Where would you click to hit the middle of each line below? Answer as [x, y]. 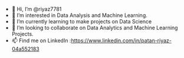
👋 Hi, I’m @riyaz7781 [37, 9]
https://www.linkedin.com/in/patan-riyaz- [121, 40]
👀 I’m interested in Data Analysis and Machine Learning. [79, 15]
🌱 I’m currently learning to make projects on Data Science [82, 21]
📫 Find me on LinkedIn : [41, 40]
